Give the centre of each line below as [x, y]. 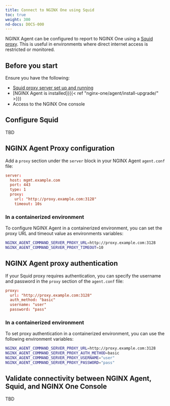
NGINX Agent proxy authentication [62, 263]
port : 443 [20, 185]
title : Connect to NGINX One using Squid [50, 10]
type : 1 [18, 190]
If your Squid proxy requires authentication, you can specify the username [83, 275]
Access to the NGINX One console [49, 104]
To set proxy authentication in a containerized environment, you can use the [85, 334]
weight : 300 [18, 19]
